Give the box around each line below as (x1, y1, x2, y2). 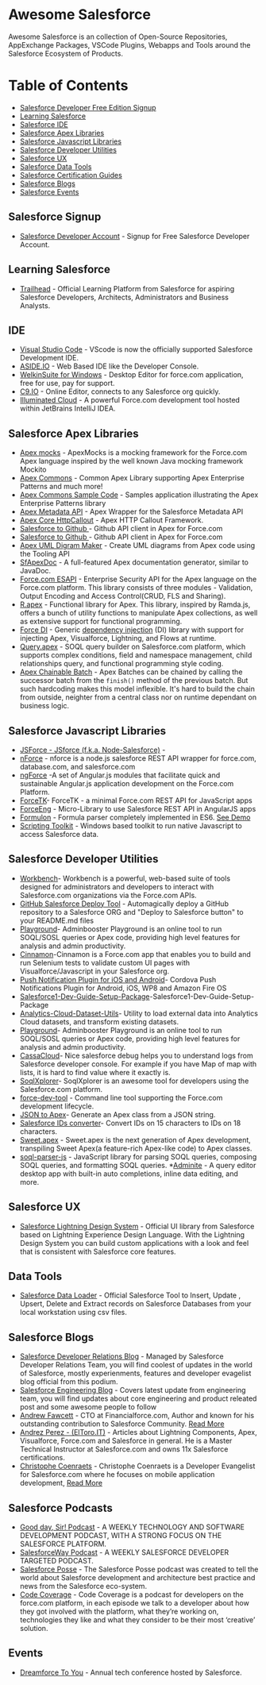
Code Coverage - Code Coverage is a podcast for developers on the (19, 1590, 244, 1599)
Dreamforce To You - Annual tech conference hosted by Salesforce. (19, 1668, 242, 1677)
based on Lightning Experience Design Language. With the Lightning (19, 1229, 245, 1240)
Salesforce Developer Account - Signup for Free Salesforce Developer (19, 231, 250, 241)
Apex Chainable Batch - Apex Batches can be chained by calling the (19, 667, 243, 677)
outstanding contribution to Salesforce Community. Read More (19, 1419, 225, 1429)
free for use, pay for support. (19, 379, 115, 388)
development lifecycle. (19, 1101, 94, 1111)
